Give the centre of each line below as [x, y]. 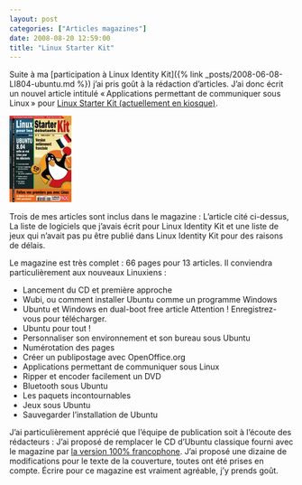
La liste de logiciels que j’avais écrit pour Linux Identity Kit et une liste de [144, 227]
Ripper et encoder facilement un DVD [92, 377]
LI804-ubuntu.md [42, 84]
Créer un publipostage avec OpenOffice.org [104, 358]
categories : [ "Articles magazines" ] [78, 28]
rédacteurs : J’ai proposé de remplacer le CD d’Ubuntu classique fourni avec [151, 442]
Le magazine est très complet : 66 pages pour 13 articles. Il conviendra [141, 263]
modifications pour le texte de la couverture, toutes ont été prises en [137, 462]
